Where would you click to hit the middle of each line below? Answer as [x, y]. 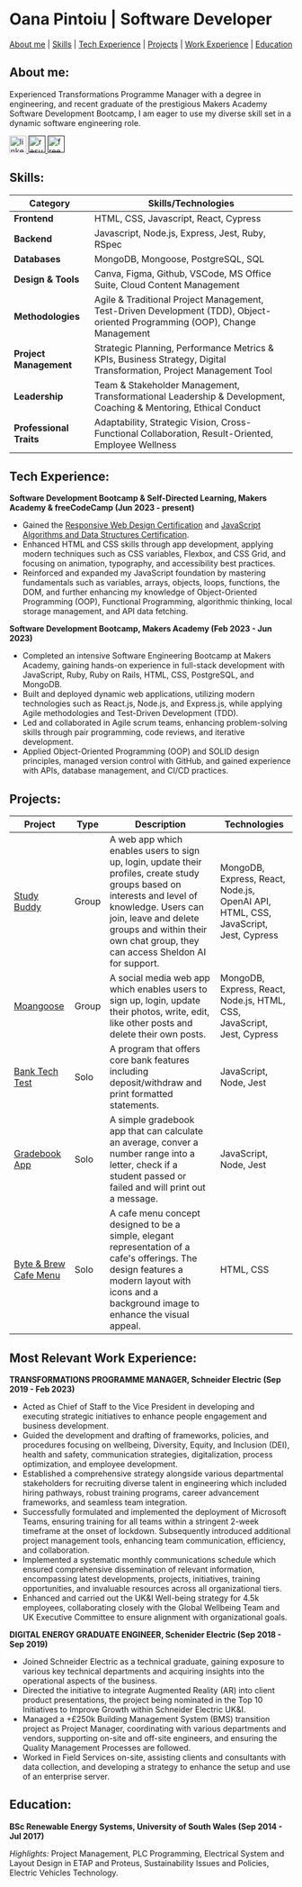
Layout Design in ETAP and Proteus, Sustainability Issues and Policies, [139, 1863]
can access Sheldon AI [158, 952]
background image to [155, 1303]
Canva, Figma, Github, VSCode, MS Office [182, 273]
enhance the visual [149, 1315]
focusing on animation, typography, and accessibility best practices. [149, 564]
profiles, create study [154, 874]
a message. [134, 1199]
